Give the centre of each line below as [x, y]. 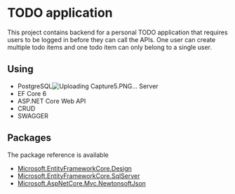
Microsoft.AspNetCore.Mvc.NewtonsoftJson [81, 183]
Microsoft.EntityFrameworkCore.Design [74, 168]
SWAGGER [33, 116]
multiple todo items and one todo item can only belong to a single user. [110, 47]
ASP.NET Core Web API [52, 101]
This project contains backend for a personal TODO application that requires [117, 32]
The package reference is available [58, 155]
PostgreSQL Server [88, 86]
